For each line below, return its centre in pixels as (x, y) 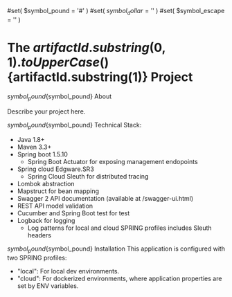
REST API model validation (55, 206)
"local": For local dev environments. (68, 271)
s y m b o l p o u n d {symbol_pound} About (60, 97)
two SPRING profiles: (37, 258)
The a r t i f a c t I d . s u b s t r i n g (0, (87, 47)
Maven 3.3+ (34, 147)
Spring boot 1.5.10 (42, 154)
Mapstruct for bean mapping (58, 191)
